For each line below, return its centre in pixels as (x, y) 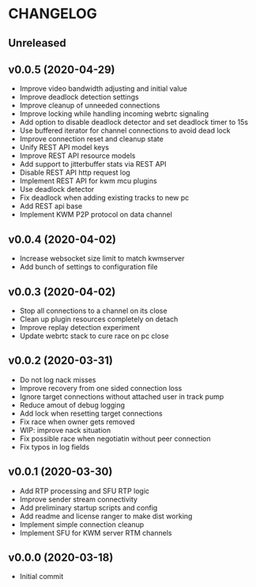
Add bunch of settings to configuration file (88, 267)
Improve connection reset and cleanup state (91, 139)
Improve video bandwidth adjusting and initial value (104, 88)
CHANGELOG (53, 14)
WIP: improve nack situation (65, 430)
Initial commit (41, 577)
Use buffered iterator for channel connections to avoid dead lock (125, 130)
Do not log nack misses (58, 379)
